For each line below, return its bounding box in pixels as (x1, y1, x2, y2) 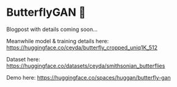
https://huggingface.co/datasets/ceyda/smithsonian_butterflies (6, 62, 165, 69)
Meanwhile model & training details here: (6, 37, 109, 44)
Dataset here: (6, 55, 41, 63)
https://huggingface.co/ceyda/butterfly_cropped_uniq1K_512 (6, 44, 157, 51)
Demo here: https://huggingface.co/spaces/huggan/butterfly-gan (6, 74, 171, 81)
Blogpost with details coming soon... (6, 26, 98, 33)
